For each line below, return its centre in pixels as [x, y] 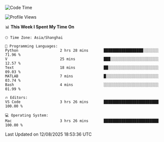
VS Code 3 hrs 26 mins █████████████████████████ [82, 102]
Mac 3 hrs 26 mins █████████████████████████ [82, 121]
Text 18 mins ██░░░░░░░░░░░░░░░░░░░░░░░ [82, 68]
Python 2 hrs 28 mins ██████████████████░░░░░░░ [82, 50]
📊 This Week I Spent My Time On [40, 27]
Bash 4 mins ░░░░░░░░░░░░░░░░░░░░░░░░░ [82, 85]
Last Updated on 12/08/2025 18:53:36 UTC [48, 134]
